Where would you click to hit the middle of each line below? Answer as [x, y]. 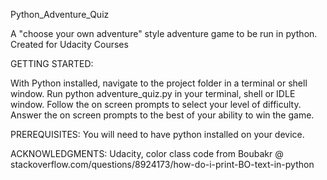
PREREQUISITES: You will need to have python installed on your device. [157, 134]
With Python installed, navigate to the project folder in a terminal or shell [159, 83]
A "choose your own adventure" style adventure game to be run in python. [164, 33]
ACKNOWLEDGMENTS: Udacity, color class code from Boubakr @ [147, 153]
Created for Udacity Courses [69, 44]
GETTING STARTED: [52, 63]
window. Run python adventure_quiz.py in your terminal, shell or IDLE [153, 93]
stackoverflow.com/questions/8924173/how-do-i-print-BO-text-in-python [162, 164]
